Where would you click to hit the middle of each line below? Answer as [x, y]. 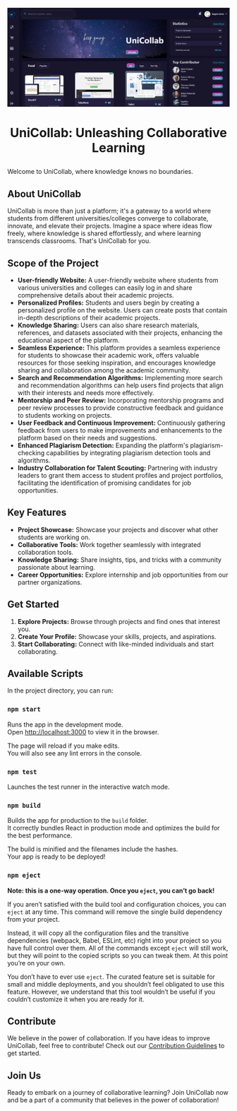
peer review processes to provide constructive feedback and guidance [120, 408]
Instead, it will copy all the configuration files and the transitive [98, 933]
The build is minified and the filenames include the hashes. [93, 850]
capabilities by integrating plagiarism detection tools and [128, 452]
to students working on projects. [65, 415]
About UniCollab [44, 194]
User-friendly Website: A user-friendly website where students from [118, 280]
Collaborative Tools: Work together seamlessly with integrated [109, 544]
